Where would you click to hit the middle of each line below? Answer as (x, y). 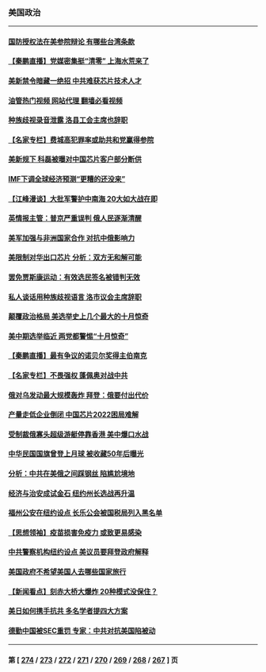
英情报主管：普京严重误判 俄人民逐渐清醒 (75, 218)
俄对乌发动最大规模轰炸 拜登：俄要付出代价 (78, 395)
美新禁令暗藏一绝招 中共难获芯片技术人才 (75, 81)
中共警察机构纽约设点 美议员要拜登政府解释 (78, 552)
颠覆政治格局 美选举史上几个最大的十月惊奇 (78, 317)
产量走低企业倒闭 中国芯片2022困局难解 (74, 415)
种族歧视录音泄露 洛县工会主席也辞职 (68, 120)
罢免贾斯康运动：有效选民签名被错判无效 (74, 277)
